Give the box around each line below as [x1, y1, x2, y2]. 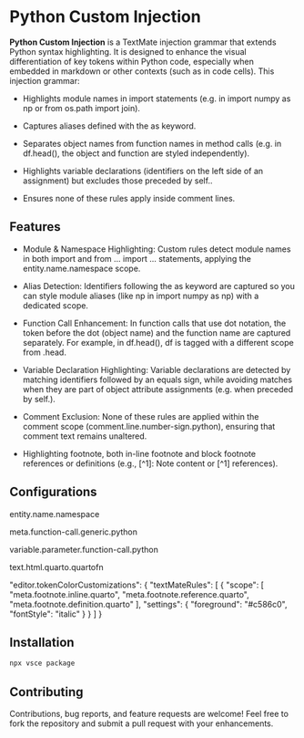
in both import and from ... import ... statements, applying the [22, 253, 252, 264]
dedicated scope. [22, 299, 89, 311]
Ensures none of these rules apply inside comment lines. [22, 192, 236, 203]
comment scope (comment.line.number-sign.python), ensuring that [22, 421, 276, 431]
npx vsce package [9, 659, 76, 668]
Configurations [9, 484, 97, 500]
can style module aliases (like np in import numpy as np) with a [22, 290, 259, 301]
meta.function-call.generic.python [9, 526, 138, 537]
